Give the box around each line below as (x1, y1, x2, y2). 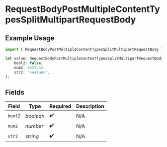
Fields (5, 88, 25, 96)
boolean (25, 112, 45, 119)
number (25, 123, 44, 130)
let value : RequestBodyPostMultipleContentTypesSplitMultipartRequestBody (5, 56, 164, 61)
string (25, 133, 39, 140)
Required (49, 103, 72, 110)
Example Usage (5, 34, 55, 42)
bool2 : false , (14, 61, 43, 66)
